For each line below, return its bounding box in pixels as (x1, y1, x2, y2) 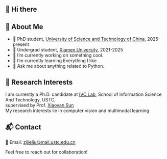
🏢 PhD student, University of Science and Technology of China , (12, 36, 147, 42)
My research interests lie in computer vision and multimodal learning (5, 108, 150, 114)
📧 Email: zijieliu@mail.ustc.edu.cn (5, 139, 76, 145)
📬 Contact (5, 123, 41, 131)
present (12, 41, 29, 47)
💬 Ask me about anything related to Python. (12, 63, 105, 69)
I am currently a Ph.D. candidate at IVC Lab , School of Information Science (5, 91, 162, 97)
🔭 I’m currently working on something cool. (12, 52, 104, 59)
